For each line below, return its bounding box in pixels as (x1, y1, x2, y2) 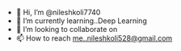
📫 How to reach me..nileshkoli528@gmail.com (15, 33, 173, 43)
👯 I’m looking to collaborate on (15, 25, 118, 33)
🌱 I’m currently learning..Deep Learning (15, 16, 147, 25)
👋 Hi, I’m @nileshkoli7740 (15, 8, 101, 17)
